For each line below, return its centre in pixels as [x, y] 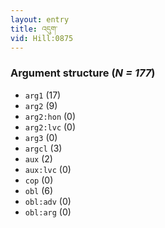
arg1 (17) [43, 95]
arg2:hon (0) [50, 116]
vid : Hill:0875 [42, 38]
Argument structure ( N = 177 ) [83, 73]
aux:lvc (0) [48, 169]
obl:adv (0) [48, 201]
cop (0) [39, 180]
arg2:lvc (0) [50, 127]
